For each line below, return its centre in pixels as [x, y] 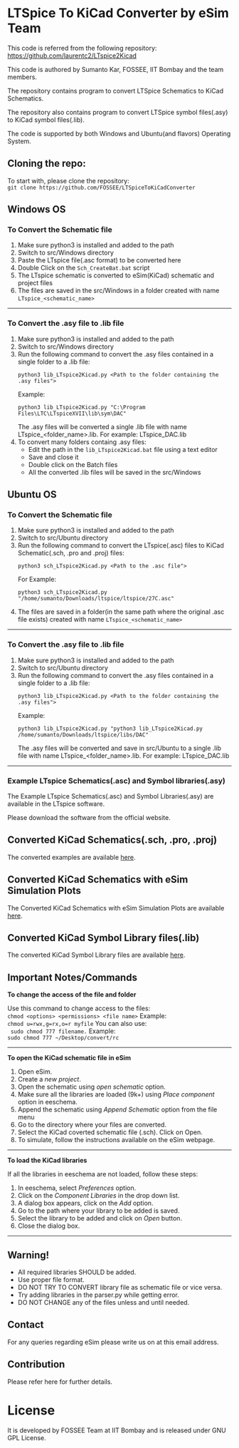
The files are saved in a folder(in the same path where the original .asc [121, 612]
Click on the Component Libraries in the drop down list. [99, 1196]
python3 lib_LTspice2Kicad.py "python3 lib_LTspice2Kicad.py [110, 729]
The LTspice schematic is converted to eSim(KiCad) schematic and [116, 275]
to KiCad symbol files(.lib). [46, 120]
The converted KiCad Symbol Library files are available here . [96, 955]
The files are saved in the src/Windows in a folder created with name [118, 291]
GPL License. [27, 1437]
